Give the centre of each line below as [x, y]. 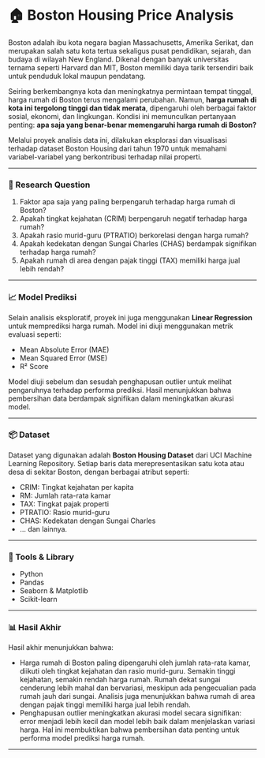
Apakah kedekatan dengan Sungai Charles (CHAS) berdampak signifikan [138, 244]
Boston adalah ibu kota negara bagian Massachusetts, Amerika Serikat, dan [131, 42]
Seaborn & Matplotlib [54, 591]
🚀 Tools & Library [41, 557]
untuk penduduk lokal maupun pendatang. [77, 76]
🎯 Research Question [49, 185]
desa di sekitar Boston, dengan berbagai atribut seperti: [99, 472]
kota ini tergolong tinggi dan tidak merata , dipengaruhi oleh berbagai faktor [132, 108]
